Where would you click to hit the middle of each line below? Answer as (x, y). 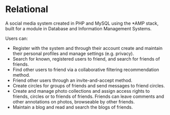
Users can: (16, 38)
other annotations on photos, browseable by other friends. (74, 101)
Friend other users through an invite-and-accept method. (73, 80)
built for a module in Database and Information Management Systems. (78, 28)
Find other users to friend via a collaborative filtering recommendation (86, 70)
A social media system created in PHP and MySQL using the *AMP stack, (82, 23)
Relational (27, 9)
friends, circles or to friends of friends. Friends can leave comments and (88, 96)
